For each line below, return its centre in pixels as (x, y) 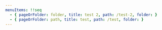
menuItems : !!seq (24, 10)
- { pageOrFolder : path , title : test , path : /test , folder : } (77, 19)
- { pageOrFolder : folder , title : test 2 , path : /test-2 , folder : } (84, 15)
